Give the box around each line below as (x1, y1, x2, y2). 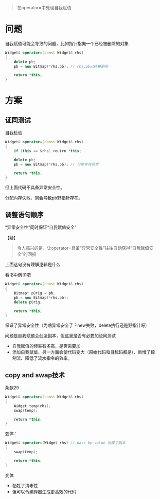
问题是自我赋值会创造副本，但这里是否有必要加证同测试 (5, 333, 116, 339)
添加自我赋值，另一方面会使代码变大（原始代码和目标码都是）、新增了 (12, 349, 151, 355)
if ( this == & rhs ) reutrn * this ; (14, 148, 82, 153)
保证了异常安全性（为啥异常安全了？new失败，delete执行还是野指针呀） (5, 322, 150, 328)
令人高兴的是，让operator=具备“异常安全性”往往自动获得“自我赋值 (17, 245, 149, 251)
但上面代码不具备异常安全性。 (5, 185, 65, 190)
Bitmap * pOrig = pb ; (14, 291, 55, 296)
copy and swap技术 (5, 371, 65, 379)
